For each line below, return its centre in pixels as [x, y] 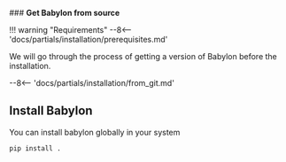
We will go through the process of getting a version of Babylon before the [143, 56]
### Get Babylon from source [65, 13]
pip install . [35, 148]
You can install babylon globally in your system [95, 132]
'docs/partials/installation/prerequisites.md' [89, 39]
